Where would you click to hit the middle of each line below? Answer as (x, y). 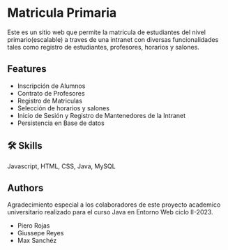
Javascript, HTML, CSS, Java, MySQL (62, 166)
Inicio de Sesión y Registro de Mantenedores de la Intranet (101, 115)
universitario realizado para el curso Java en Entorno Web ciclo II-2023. (111, 212)
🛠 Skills (25, 146)
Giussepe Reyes (40, 233)
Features (27, 69)
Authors (25, 187)
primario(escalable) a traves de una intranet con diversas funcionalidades (113, 39)
